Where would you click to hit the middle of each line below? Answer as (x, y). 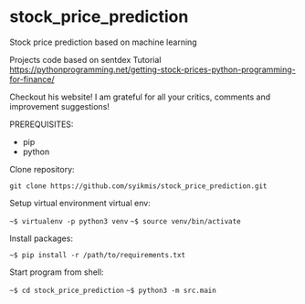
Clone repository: (42, 169)
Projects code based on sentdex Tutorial (85, 59)
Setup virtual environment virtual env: (80, 203)
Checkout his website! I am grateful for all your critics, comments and (140, 97)
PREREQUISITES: (42, 124)
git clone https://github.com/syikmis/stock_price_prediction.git (138, 186)
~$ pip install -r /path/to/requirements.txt (97, 255)
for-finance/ (32, 79)
